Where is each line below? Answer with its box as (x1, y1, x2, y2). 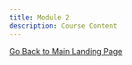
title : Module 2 (9, 12, 70, 22)
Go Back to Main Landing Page (9, 45, 123, 56)
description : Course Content (9, 21, 118, 30)
